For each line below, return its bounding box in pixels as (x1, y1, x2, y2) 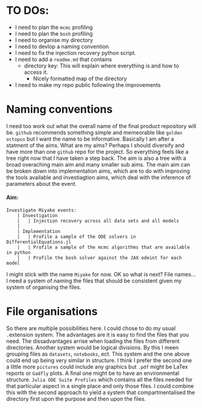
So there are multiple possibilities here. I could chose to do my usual (6, 325, 176, 332)
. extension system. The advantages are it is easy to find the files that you (6, 331, 189, 339)
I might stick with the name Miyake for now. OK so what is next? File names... (6, 271, 196, 278)
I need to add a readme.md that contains (14, 56, 112, 63)
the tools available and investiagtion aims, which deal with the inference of (6, 173, 191, 181)
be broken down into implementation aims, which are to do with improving (6, 167, 190, 174)
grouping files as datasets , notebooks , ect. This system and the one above (6, 351, 190, 358)
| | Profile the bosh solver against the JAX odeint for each (17, 255, 182, 261)
